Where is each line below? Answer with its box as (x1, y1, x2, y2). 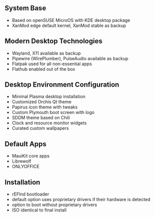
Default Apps (4, 139, 47, 148)
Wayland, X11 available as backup (11, 50, 81, 56)
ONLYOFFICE (11, 164, 40, 170)
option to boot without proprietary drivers (11, 202, 98, 208)
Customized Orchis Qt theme (11, 99, 72, 105)
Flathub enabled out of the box (11, 66, 75, 72)
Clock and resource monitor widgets (11, 120, 87, 126)
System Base (4, 4, 46, 12)
